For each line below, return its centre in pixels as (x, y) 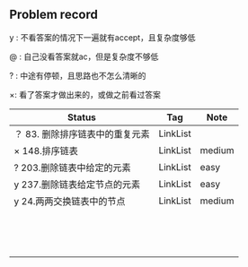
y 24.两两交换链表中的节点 (70, 201)
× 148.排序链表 (46, 151)
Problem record (54, 15)
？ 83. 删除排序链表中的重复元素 (82, 133)
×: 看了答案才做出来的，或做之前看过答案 (85, 94)
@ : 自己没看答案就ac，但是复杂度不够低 (84, 56)
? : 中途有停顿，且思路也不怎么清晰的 (78, 75)
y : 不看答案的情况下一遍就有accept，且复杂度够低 (102, 37)
